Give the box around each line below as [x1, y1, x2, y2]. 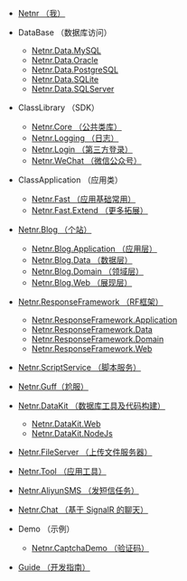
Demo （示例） [17, 523, 75, 534]
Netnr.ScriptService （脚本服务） [17, 362, 142, 372]
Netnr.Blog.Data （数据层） [31, 255, 133, 265]
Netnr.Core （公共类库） [31, 121, 122, 132]
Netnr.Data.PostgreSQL [31, 64, 119, 75]
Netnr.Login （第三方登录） [31, 144, 134, 155]
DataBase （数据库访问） [17, 27, 112, 38]
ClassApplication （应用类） [17, 174, 124, 185]
